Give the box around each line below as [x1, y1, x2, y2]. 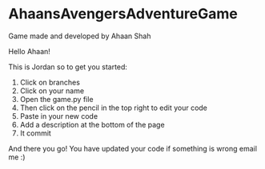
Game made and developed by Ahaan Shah [8, 31, 151, 41]
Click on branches [19, 77, 80, 87]
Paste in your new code [19, 111, 98, 120]
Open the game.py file [19, 94, 94, 104]
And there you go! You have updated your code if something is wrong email [8, 143, 258, 153]
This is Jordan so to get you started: [8, 61, 128, 72]
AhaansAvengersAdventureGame [8, 5, 238, 23]
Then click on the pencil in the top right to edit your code [19, 103, 208, 112]
